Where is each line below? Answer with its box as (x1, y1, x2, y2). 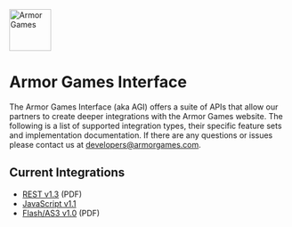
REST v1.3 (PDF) (21, 189, 83, 199)
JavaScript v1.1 (21, 198, 77, 208)
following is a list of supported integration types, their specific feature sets (9, 120, 282, 131)
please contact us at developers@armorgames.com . (9, 139, 202, 150)
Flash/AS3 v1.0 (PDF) (21, 207, 101, 218)
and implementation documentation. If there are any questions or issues (9, 129, 273, 141)
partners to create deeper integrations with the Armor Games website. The (9, 110, 283, 121)
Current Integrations (9, 165, 126, 181)
